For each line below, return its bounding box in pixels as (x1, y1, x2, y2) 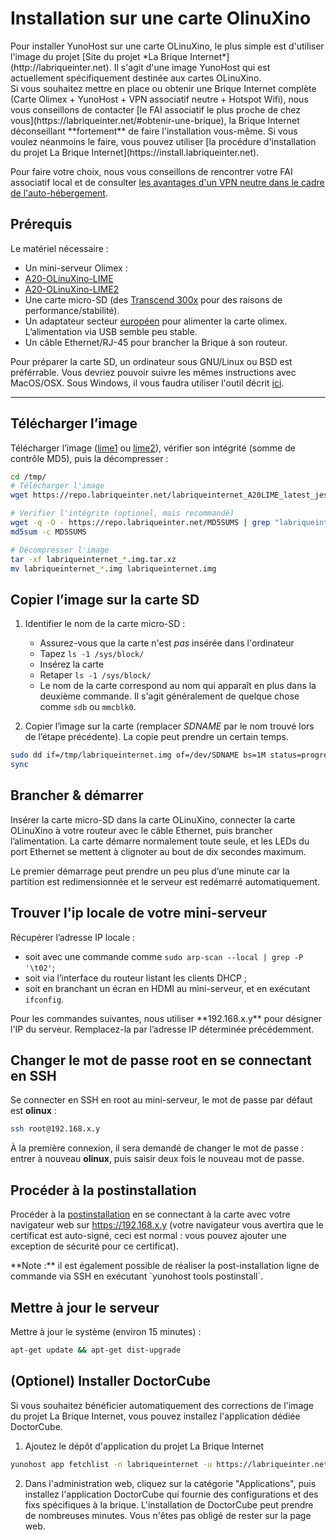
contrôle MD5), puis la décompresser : (10, 452, 169, 464)
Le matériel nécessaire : (10, 242, 109, 254)
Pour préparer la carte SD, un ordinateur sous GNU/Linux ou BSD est (10, 355, 293, 367)
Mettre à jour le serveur (10, 1299, 160, 1316)
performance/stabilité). (24, 304, 120, 316)
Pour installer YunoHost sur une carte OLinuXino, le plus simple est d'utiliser (10, 40, 325, 52)
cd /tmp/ (10, 472, 47, 482)
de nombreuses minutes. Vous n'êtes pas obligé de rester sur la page (24, 1509, 312, 1521)
